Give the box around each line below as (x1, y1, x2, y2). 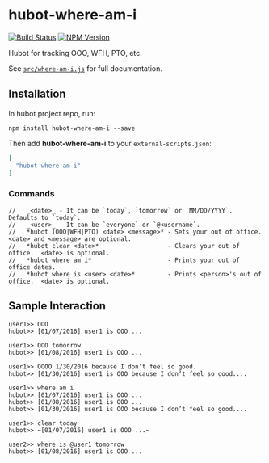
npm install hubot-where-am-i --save (8, 124, 136, 133)
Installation (8, 87, 66, 101)
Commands (8, 188, 55, 200)
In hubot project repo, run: (8, 108, 96, 118)
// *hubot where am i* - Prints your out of (8, 256, 241, 264)
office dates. (8, 263, 57, 271)
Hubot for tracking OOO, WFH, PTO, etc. (8, 48, 143, 57)
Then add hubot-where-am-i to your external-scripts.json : (8, 138, 212, 148)
